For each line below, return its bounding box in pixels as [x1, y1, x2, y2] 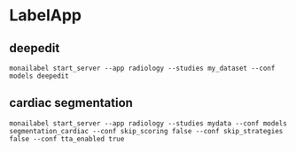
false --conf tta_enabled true [9, 134, 125, 143]
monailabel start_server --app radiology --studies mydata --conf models [9, 118, 288, 128]
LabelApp [9, 5, 82, 26]
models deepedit [9, 72, 69, 80]
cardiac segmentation [9, 95, 133, 110]
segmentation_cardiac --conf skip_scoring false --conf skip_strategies [9, 126, 284, 135]
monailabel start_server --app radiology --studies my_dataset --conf [9, 64, 276, 72]
